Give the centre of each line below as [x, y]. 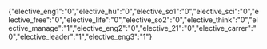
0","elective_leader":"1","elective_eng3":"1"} [80, 36]
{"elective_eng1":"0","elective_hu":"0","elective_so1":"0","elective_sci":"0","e [134, 11]
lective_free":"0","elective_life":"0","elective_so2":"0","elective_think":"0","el [133, 20]
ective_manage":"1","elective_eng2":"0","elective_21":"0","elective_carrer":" [133, 28]
